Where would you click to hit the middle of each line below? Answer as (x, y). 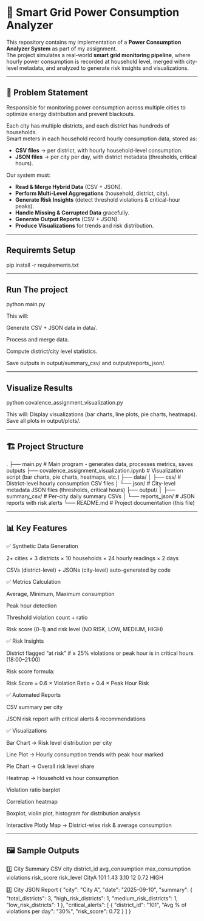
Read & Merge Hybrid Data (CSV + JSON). (69, 187)
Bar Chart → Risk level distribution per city (59, 742)
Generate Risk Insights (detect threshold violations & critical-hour (98, 199)
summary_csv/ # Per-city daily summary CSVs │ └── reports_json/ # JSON (101, 496)
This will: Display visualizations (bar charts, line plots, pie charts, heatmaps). (102, 414)
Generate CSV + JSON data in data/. (52, 328)
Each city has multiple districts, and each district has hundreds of (88, 125)
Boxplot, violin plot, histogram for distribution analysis (73, 813)
